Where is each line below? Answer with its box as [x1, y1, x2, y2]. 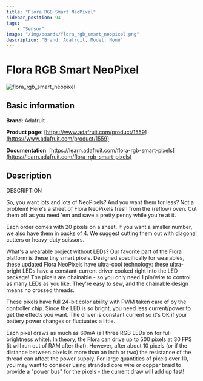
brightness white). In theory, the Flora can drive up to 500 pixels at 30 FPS [6, 336, 192, 343]
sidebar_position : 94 [6, 15, 61, 21]
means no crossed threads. [6, 286, 75, 294]
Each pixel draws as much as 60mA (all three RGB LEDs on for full [6, 329, 171, 336]
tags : [6, 20, 20, 26]
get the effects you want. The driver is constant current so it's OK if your [6, 311, 187, 318]
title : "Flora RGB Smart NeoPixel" [6, 8, 96, 15]
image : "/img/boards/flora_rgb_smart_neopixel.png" [6, 31, 139, 38]
